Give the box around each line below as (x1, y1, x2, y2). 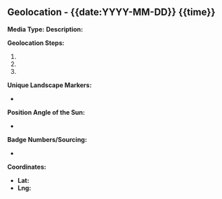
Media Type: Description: (7, 25, 83, 33)
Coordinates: (7, 162, 47, 171)
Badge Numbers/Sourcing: (7, 135, 88, 143)
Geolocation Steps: (7, 39, 65, 47)
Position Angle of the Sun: (7, 108, 86, 116)
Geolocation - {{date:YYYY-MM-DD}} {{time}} (7, 6, 216, 18)
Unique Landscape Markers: (7, 81, 92, 89)
